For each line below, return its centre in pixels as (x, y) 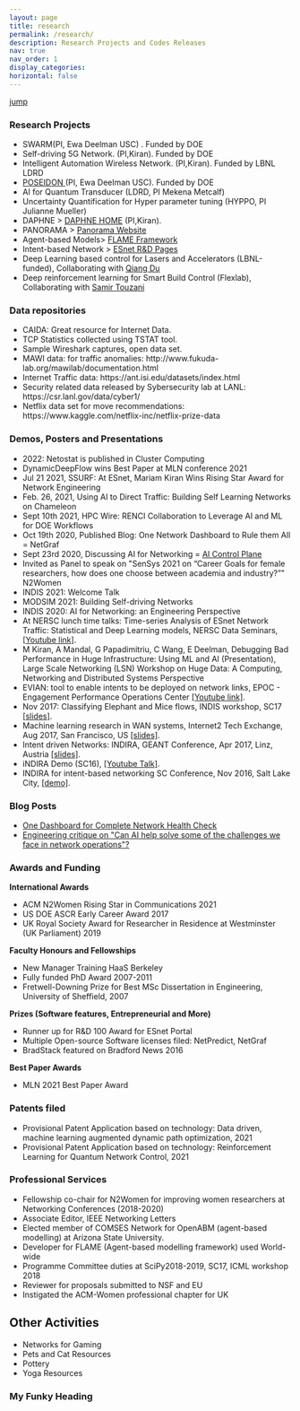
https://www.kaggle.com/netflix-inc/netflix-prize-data (121, 416)
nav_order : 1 (34, 59)
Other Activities (54, 1323)
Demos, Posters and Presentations (86, 439)
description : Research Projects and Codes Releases (107, 43)
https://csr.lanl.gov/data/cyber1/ (81, 396)
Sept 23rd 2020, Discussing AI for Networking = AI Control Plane (142, 553)
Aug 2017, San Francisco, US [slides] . (91, 735)
